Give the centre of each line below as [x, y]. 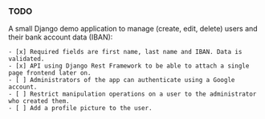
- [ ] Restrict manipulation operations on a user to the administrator [132, 94]
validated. [26, 59]
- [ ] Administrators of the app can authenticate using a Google [122, 80]
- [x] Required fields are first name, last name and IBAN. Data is [125, 52]
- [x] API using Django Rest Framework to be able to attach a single [129, 66]
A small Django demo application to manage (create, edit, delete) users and [133, 29]
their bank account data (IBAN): [61, 37]
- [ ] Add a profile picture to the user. [80, 109]
